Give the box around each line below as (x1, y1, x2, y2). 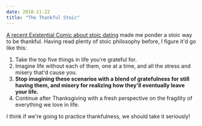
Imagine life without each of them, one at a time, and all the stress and (15, 62, 191, 70)
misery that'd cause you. (15, 68, 78, 76)
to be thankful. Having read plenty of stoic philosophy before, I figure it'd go (6, 38, 196, 45)
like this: (6, 44, 27, 51)
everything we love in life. (15, 101, 79, 108)
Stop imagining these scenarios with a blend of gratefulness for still (15, 75, 190, 82)
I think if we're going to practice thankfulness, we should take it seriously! (6, 113, 190, 120)
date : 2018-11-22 (6, 8, 50, 15)
